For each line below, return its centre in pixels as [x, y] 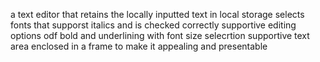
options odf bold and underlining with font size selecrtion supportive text [160, 35]
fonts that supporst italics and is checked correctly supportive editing [153, 25]
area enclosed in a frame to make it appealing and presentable [139, 46]
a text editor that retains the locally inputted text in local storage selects [157, 14]
